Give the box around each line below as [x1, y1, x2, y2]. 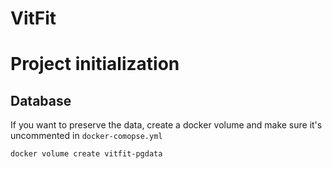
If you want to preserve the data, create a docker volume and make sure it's [10, 119, 323, 131]
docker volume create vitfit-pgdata [10, 149, 163, 159]
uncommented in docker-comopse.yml [10, 130, 163, 142]
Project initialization [10, 53, 180, 76]
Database [10, 92, 72, 109]
